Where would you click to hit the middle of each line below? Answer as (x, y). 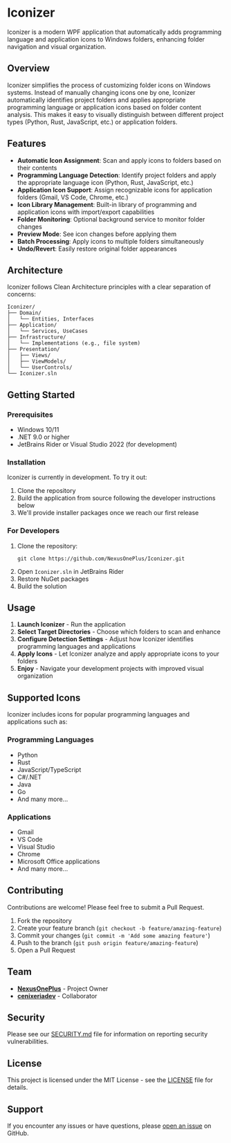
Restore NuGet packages (53, 579)
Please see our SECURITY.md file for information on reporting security (108, 1034)
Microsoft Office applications (58, 861)
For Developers (34, 531)
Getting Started (41, 395)
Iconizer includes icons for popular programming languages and (99, 714)
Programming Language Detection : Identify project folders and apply (117, 175)
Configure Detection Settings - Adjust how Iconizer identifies (105, 639)
